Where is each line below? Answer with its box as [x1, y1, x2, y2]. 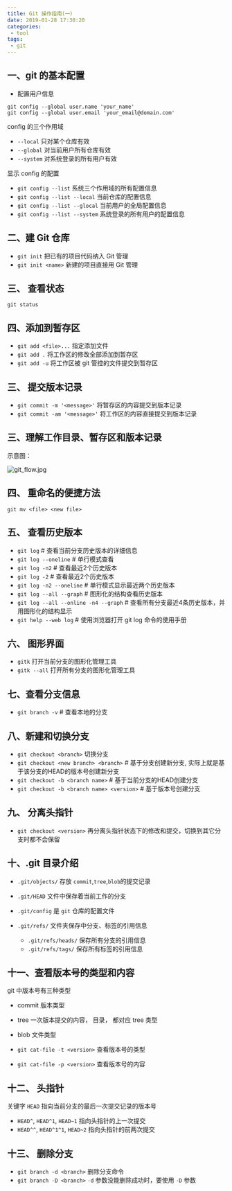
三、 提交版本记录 [7, 381, 82, 393]
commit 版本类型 [17, 1001, 65, 1009]
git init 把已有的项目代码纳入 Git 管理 [17, 252, 129, 260]
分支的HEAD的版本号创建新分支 [29, 767, 120, 775]
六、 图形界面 [7, 637, 64, 649]
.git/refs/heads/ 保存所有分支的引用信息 [27, 936, 147, 944]
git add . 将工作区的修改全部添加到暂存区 [17, 351, 139, 359]
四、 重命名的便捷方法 [7, 487, 100, 499]
